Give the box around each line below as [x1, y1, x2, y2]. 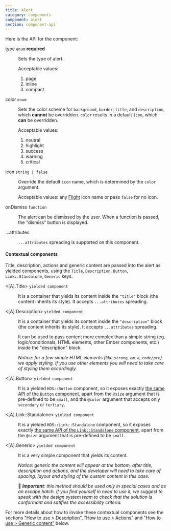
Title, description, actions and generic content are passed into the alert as [5, 262, 161, 269]
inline [25, 81, 37, 87]
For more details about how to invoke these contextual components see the [5, 509, 164, 516]
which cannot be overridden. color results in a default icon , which [18, 112, 158, 118]
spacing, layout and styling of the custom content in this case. [18, 473, 150, 479]
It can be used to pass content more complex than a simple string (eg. [18, 334, 165, 340]
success [25, 148, 43, 154]
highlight [25, 142, 44, 149]
